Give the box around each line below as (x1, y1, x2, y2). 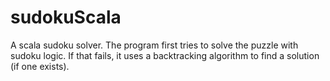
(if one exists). (10, 60, 70, 72)
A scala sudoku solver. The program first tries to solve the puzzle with (10, 39, 299, 51)
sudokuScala (10, 6, 122, 29)
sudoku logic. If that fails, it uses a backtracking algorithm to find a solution (10, 49, 320, 61)
